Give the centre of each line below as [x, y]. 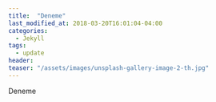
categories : [28, 31]
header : [21, 61]
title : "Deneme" [37, 16]
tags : [17, 46]
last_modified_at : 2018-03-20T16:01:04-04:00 [85, 23]
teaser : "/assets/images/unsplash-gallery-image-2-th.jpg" [109, 68]
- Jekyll [30, 38]
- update [30, 53]
